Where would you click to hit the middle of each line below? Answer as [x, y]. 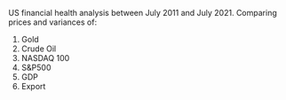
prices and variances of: [53, 22]
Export [33, 86]
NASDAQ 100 [45, 58]
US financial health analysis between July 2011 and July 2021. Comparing [143, 13]
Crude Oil [39, 49]
